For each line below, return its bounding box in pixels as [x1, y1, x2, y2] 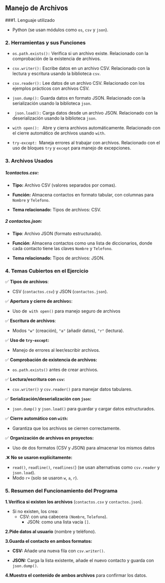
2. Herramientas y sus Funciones [5, 39, 86, 46]
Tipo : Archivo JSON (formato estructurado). [12, 230, 102, 236]
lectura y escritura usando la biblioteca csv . [12, 70, 101, 76]
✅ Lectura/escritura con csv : [5, 377, 65, 383]
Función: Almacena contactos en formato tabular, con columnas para [12, 192, 154, 197]
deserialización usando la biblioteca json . [12, 115, 97, 121]
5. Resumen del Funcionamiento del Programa [5, 487, 118, 494]
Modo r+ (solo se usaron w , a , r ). [12, 475, 78, 481]
